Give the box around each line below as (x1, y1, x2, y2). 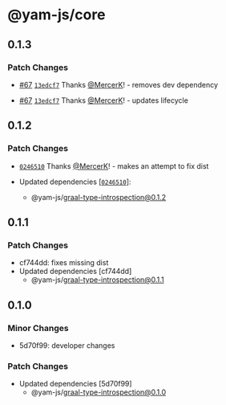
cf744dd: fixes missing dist (18, 258, 109, 268)
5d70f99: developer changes (18, 340, 115, 350)
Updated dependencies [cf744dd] (18, 267, 132, 276)
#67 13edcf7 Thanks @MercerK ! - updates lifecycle (18, 95, 189, 105)
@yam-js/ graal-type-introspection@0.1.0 (30, 387, 167, 397)
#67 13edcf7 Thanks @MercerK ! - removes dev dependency (18, 80, 218, 89)
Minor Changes (7, 322, 69, 333)
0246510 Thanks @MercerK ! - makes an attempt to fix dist (18, 161, 209, 170)
